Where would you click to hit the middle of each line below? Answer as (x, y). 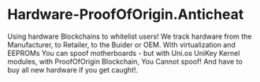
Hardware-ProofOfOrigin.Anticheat (126, 15)
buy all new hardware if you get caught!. (73, 69)
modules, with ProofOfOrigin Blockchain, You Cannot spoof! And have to (125, 61)
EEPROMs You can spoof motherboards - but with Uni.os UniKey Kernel (124, 53)
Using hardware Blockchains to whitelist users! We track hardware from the (130, 36)
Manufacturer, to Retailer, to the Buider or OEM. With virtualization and (121, 44)
